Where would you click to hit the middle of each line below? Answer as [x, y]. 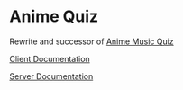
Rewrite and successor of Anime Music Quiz [91, 41]
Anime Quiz [54, 17]
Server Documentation [51, 76]
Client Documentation [50, 58]
